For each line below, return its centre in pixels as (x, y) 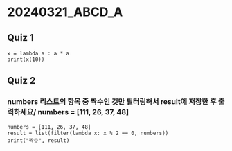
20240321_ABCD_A (65, 12)
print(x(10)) (26, 60)
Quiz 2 (21, 81)
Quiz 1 (21, 38)
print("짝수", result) (38, 140)
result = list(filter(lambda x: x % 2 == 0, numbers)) (88, 133)
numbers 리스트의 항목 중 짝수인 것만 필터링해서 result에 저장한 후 (112, 102)
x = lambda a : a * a (38, 53)
